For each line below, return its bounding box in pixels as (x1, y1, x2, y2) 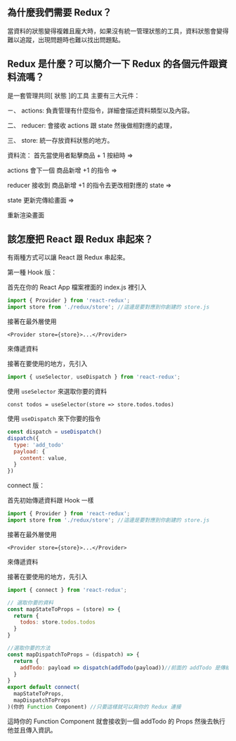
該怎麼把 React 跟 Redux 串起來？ (7, 233, 153, 245)
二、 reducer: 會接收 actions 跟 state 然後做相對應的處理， (7, 121, 176, 129)
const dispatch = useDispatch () (7, 428, 102, 436)
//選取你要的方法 (7, 645, 51, 652)
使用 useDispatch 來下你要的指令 (7, 414, 101, 423)
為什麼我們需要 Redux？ (7, 6, 112, 19)
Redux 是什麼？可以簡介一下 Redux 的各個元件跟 (7, 58, 218, 70)
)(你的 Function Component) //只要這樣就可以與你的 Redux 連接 (7, 703, 181, 710)
